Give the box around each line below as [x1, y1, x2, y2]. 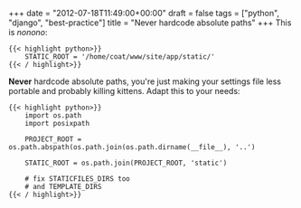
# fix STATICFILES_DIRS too [24, 175, 130, 184]
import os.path [24, 111, 82, 120]
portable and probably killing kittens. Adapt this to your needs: [8, 86, 240, 96]
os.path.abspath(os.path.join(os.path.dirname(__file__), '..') [8, 143, 256, 152]
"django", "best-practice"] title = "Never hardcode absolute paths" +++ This [8, 17, 292, 28]
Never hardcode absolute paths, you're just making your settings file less [8, 76, 282, 87]
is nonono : [8, 27, 48, 37]
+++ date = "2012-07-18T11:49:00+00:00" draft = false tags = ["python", [8, 8, 280, 18]
